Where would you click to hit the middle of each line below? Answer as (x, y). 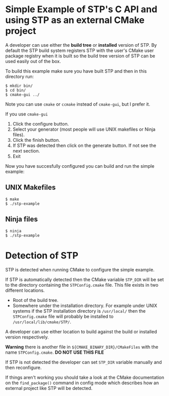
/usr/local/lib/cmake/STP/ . (42, 322)
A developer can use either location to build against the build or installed (81, 331)
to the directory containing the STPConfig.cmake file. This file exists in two (82, 285)
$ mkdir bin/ (19, 86)
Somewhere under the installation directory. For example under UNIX (85, 306)
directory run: (20, 76)
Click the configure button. (41, 124)
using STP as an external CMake (75, 20)
